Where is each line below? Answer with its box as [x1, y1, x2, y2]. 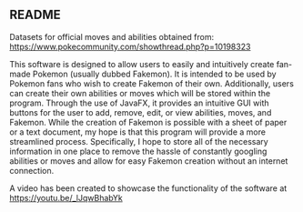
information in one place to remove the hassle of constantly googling [9, 146, 268, 156]
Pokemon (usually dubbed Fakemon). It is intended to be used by [32, 68, 277, 79]
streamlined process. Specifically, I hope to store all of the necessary [9, 136, 268, 146]
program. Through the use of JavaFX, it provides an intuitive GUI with [9, 97, 269, 108]
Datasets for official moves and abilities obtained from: [9, 31, 215, 42]
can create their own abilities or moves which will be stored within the [9, 87, 271, 98]
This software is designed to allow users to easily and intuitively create [9, 58, 275, 69]
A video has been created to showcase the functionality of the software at [9, 182, 288, 194]
